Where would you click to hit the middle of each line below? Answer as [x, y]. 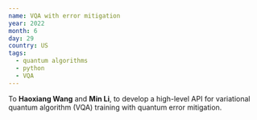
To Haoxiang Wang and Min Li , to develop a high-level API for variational [129, 98]
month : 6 [23, 31]
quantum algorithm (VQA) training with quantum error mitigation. [115, 107]
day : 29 [21, 38]
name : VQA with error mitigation [64, 16]
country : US [28, 46]
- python [30, 68]
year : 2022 [27, 23]
